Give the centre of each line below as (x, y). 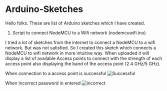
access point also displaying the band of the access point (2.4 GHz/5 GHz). (83, 63)
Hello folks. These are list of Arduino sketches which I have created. (75, 23)
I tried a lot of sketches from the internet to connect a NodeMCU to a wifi (80, 42)
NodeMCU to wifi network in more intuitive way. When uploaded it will (77, 53)
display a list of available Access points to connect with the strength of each (84, 58)
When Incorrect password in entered (43, 83)
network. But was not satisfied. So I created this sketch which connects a (81, 47)
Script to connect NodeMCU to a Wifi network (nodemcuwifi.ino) (79, 32)
